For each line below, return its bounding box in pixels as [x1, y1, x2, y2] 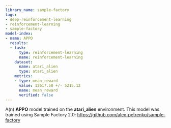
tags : [5, 12, 17, 17]
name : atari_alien [18, 64, 58, 69]
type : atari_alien [18, 69, 58, 74]
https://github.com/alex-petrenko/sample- [77, 112, 166, 118]
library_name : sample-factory [5, 7, 70, 13]
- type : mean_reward [14, 78, 58, 83]
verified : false [18, 92, 53, 98]
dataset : [14, 59, 33, 65]
